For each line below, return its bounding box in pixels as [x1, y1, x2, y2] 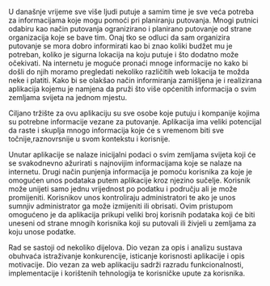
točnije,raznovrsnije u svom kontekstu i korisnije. [8, 134, 171, 144]
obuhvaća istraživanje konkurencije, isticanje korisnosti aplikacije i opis [8, 251, 245, 261]
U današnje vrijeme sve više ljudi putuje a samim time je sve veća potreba [8, 7, 255, 16]
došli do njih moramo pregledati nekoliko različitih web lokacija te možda [8, 67, 250, 76]
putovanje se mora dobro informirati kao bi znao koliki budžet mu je [8, 41, 233, 51]
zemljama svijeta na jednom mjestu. [8, 93, 128, 102]
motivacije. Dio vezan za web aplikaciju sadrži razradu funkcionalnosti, [8, 260, 244, 269]
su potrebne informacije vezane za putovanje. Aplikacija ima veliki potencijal [8, 117, 262, 126]
